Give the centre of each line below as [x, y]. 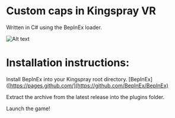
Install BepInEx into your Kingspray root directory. [67, 79]
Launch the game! [28, 109]
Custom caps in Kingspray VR [81, 11]
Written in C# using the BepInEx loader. [54, 27]
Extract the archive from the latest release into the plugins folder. [85, 97]
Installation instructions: [68, 63]
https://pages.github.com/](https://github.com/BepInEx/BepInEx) [89, 85]
